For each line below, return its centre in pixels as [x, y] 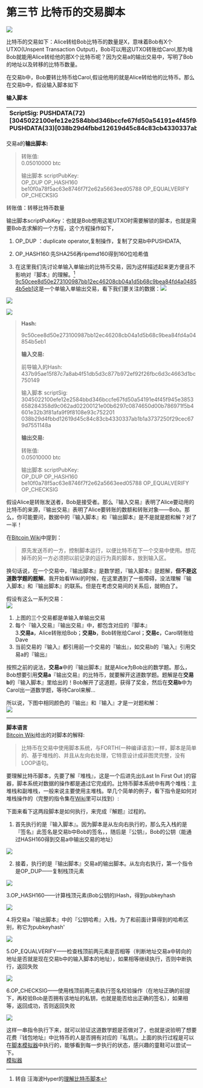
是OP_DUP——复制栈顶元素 [50, 871]
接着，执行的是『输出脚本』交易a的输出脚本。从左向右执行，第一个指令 [104, 864]
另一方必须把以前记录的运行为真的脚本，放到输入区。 [103, 558]
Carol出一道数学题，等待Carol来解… [51, 690]
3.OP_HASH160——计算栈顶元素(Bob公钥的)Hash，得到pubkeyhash [91, 895]
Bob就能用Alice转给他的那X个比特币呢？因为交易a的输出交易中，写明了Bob [100, 57]
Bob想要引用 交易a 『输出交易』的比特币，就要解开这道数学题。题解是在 [95, 675]
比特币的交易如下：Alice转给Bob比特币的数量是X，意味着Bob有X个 [89, 41]
